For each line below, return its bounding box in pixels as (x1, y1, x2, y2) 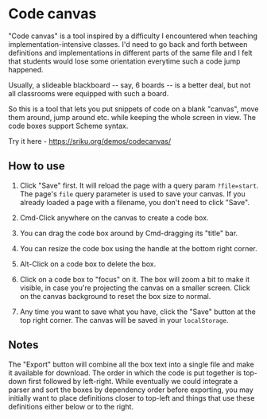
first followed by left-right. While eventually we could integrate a (28, 376, 238, 386)
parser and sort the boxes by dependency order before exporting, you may (8, 385, 253, 394)
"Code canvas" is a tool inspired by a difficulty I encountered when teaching (8, 31, 258, 41)
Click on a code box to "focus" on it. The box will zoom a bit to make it (19, 274, 250, 284)
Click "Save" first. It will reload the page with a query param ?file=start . (19, 180, 259, 190)
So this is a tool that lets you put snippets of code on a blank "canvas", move (8, 104, 259, 114)
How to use (8, 160, 65, 173)
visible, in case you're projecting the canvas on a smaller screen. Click (19, 283, 250, 293)
